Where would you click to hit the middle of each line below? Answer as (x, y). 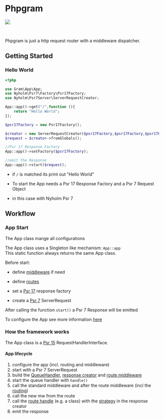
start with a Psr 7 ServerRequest (45, 370)
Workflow (20, 214)
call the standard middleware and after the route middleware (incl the (82, 386)
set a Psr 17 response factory (41, 291)
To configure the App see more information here (54, 319)
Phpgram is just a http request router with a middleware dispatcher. (73, 41)
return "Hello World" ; (37, 111)
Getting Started (29, 56)
